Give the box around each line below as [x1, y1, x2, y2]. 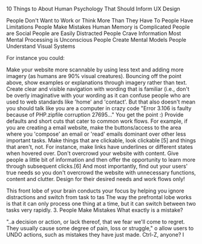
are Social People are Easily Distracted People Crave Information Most [6, 30, 181, 37]
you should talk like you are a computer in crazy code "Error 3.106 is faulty [6, 105, 192, 111]
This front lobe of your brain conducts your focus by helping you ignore [6, 187, 184, 194]
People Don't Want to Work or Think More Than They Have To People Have [6, 17, 194, 24]
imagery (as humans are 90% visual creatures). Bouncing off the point [6, 73, 181, 79]
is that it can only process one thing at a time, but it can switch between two [6, 200, 197, 207]
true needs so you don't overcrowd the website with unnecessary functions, [6, 169, 197, 176]
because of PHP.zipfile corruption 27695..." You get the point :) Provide [6, 111, 184, 118]
